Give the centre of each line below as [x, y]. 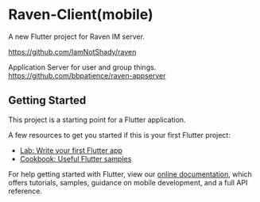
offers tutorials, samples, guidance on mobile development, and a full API [128, 182]
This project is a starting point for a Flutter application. [97, 120]
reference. [25, 191]
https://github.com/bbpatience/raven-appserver [87, 75]
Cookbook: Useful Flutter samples [76, 158]
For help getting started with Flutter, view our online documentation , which [130, 174]
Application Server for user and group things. [82, 67]
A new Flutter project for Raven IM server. [77, 36]
